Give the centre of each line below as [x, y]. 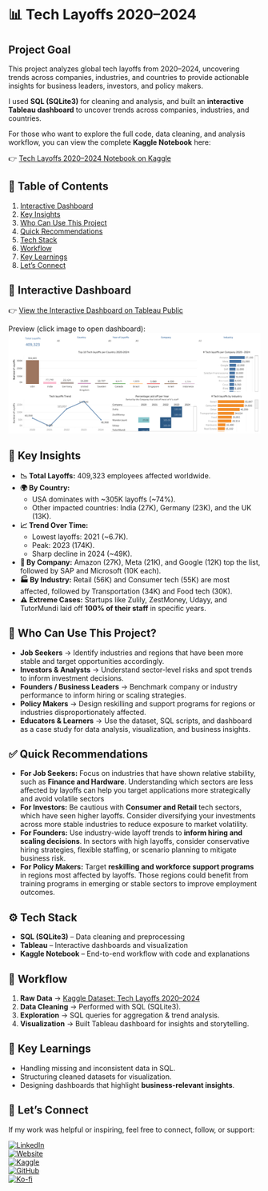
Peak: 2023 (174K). [63, 545]
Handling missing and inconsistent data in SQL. [98, 1068]
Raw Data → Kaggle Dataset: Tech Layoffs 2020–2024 [110, 998]
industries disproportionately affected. [83, 712]
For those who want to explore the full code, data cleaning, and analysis [127, 134]
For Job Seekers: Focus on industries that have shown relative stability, [138, 773]
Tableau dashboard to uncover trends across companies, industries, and [129, 110]
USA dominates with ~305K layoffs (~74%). [104, 499]
